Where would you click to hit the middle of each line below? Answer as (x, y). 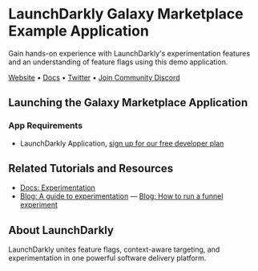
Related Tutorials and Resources (91, 168)
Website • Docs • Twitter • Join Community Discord (94, 77)
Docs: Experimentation (58, 188)
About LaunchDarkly (61, 230)
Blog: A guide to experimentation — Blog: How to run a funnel (121, 196)
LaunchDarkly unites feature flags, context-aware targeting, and (114, 249)
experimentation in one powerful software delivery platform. (107, 258)
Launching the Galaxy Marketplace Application (128, 103)
